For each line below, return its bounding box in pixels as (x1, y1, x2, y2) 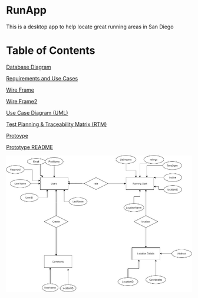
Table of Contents (6, 44, 95, 57)
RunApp (6, 4, 47, 17)
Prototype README (6, 143, 53, 151)
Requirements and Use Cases (6, 74, 78, 82)
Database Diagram (6, 63, 51, 70)
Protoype (6, 132, 28, 139)
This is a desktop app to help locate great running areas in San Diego (6, 23, 174, 30)
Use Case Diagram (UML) (6, 109, 68, 116)
